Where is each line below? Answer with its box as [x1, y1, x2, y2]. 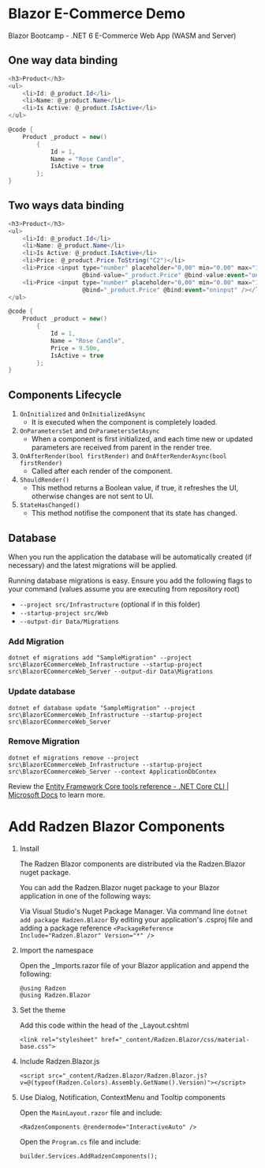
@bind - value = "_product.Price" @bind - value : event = [82, 271, 248, 279]
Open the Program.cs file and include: [19, 1136, 141, 1146]
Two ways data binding [8, 199, 125, 212]
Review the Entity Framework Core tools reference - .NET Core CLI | [8, 781, 230, 791]
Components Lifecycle [8, 388, 122, 401]
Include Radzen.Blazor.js [19, 1056, 100, 1066]
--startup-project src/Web [19, 609, 109, 617]
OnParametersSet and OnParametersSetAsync [19, 426, 160, 435]
